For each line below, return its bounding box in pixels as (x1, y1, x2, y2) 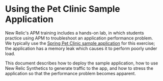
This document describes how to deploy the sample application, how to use (5, 60, 159, 66)
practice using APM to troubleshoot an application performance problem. (5, 35, 153, 41)
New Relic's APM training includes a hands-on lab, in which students (5, 30, 144, 36)
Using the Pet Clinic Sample (5, 3, 120, 15)
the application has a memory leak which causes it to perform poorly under (5, 45, 158, 51)
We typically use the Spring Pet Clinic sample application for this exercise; (5, 40, 155, 46)
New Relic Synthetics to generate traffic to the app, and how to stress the (5, 65, 154, 71)
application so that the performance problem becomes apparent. (5, 70, 136, 76)
